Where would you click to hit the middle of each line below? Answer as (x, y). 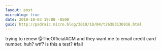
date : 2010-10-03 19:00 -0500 (37, 19)
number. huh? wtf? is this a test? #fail (44, 44)
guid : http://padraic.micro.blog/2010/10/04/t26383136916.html (74, 24)
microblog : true (22, 15)
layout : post (19, 10)
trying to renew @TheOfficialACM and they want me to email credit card (80, 39)
